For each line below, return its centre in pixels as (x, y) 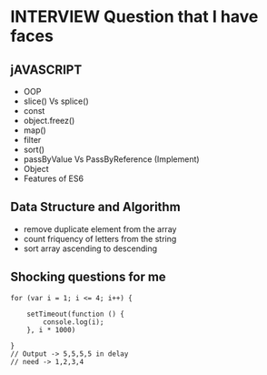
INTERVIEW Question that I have (134, 17)
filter (32, 140)
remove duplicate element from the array (100, 228)
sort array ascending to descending (90, 248)
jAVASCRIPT (46, 70)
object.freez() (49, 121)
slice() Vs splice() (56, 101)
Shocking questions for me (88, 277)
